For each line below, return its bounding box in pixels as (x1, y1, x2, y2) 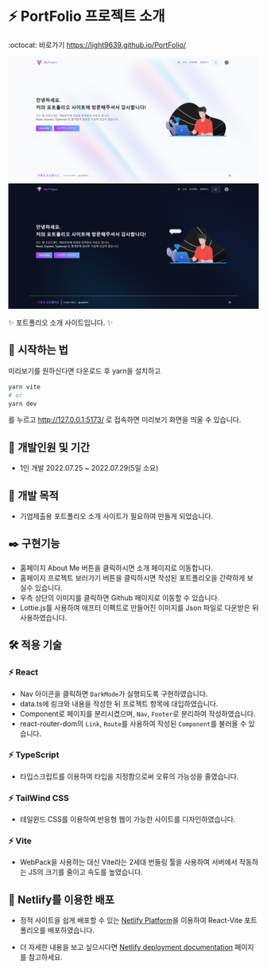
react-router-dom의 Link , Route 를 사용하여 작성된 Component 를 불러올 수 (19, 718, 247, 729)
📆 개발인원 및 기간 (8, 440, 90, 454)
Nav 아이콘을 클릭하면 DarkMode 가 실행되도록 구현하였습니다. (19, 689, 208, 698)
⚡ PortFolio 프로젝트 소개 (8, 7, 165, 25)
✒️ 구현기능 (8, 537, 60, 550)
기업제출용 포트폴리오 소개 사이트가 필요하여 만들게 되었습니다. (19, 511, 214, 521)
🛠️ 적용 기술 (8, 639, 62, 652)
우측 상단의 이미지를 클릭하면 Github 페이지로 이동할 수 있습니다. (19, 592, 220, 602)
